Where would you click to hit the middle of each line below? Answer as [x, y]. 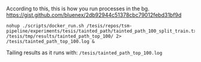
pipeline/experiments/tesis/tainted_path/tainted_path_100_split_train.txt [103, 31]
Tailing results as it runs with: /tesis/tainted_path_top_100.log [84, 52]
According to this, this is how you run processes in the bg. [78, 9]
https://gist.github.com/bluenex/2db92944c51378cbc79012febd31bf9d [94, 15]
